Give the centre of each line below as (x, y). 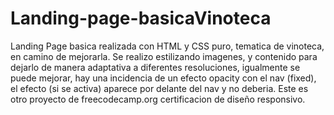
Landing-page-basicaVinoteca (141, 18)
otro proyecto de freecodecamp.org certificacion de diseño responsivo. (158, 99)
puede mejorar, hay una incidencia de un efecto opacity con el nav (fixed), (163, 78)
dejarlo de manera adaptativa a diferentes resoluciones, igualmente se (155, 67)
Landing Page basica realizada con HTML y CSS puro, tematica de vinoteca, (167, 46)
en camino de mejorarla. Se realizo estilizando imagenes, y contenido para (164, 56)
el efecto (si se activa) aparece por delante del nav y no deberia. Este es (159, 88)
